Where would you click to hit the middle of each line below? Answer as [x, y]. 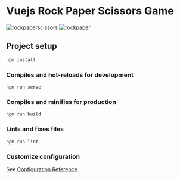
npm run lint [22, 142]
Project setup [32, 46]
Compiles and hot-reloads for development [70, 74]
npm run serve [24, 87]
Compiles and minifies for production [61, 102]
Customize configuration [43, 156]
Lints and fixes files [35, 129]
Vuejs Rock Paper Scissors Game [90, 11]
